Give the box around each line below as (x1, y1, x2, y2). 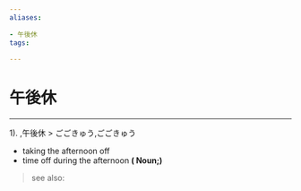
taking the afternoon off (21, 145, 110, 157)
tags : (9, 38, 30, 48)
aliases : (9, 13, 42, 22)
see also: (30, 172, 65, 184)
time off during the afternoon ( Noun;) (21, 155, 163, 166)
